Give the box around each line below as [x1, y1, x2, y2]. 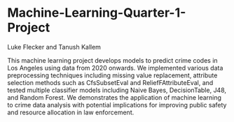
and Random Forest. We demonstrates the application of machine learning [7, 93, 222, 102]
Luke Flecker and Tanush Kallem [7, 43, 102, 51]
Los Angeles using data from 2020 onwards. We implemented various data [7, 63, 223, 72]
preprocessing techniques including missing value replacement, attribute [7, 71, 218, 79]
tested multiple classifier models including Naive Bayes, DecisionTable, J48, [7, 86, 226, 94]
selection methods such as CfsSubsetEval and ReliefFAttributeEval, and [7, 78, 214, 86]
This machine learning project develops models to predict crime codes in [7, 56, 219, 64]
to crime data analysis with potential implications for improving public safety [7, 100, 227, 109]
